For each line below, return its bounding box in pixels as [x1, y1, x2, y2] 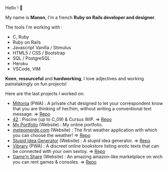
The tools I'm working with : [5, 24, 63, 30]
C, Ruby [12, 34, 29, 40]
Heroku [12, 61, 28, 66]
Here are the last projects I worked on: [5, 91, 85, 96]
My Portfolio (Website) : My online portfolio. [12, 122, 103, 127]
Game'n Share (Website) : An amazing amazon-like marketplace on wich [12, 153, 163, 159]
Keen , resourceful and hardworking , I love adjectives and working [5, 76, 144, 81]
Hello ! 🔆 [5, 5, 23, 11]
